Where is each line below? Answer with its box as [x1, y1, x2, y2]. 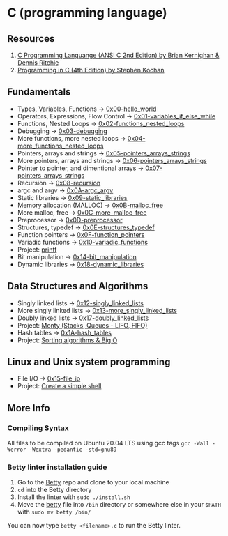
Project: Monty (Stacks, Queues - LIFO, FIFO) [17, 321, 148, 329]
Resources [7, 33, 55, 45]
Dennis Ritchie [17, 59, 59, 67]
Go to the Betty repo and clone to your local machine [17, 478, 169, 487]
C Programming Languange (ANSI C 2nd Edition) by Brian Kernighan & [17, 51, 220, 59]
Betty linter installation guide [7, 462, 107, 472]
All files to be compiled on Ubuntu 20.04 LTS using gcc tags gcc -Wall [7, 439, 210, 447]
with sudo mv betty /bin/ [17, 507, 91, 516]
